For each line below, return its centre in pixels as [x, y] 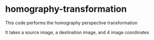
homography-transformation [66, 9]
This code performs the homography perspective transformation [72, 23]
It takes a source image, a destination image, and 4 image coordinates [77, 32]
